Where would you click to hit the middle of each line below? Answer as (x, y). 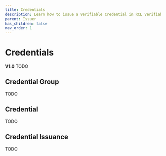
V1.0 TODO (17, 66)
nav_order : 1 (19, 28)
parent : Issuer (21, 19)
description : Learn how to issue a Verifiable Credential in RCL (74, 14)
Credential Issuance (37, 137)
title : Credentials (25, 10)
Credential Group (32, 82)
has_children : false (26, 24)
